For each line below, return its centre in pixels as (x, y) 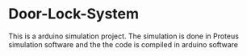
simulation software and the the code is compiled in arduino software (123, 44)
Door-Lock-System (74, 14)
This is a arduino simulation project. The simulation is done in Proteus (124, 36)
